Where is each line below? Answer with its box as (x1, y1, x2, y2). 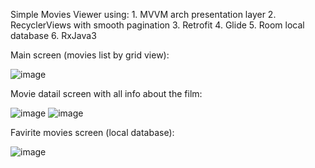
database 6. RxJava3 (10, 30, 97, 41)
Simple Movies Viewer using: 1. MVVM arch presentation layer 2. (10, 9, 277, 20)
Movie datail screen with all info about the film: (10, 88, 203, 99)
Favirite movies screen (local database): (10, 127, 175, 138)
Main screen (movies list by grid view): (10, 49, 170, 61)
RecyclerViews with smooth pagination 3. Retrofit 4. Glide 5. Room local (10, 19, 305, 31)
